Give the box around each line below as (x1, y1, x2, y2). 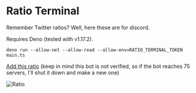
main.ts (6, 52, 26, 58)
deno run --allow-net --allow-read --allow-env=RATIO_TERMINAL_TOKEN (6, 46, 183, 53)
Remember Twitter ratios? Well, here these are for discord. (6, 24, 150, 31)
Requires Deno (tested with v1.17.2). (6, 35, 94, 42)
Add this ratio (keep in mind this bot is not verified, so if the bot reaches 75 (6, 63, 190, 70)
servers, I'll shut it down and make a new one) (6, 69, 120, 76)
